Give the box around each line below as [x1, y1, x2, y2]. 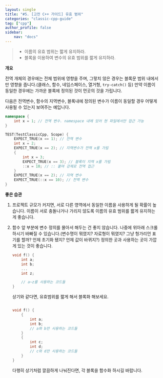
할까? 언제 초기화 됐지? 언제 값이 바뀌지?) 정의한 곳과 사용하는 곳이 [21, 237, 148, 242]
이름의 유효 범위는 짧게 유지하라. [24, 48, 86, 54]
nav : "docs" [14, 35, 38, 40]
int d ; [30, 344, 43, 349]
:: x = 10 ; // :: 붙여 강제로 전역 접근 [22, 164, 94, 169]
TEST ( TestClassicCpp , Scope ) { [5, 132, 69, 137]
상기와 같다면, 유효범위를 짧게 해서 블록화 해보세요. [12, 294, 109, 300]
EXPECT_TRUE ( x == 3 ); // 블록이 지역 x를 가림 [22, 159, 111, 164]
